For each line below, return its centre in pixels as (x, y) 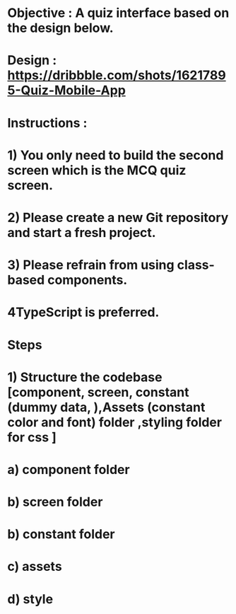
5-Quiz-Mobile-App (66, 91)
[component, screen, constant (98, 392)
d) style (30, 599)
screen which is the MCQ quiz (97, 170)
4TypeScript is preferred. (83, 312)
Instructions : (47, 123)
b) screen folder (55, 502)
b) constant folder (61, 534)
